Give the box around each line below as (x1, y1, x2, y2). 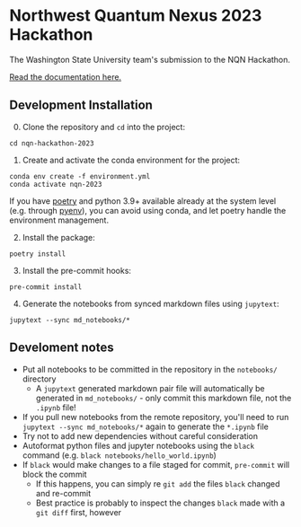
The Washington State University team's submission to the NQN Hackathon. (9, 54, 290, 65)
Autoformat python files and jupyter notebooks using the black (22, 440, 254, 451)
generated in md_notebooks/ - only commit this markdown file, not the (35, 392, 292, 403)
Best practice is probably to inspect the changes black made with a (35, 497, 286, 508)
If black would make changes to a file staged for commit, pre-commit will (22, 459, 290, 470)
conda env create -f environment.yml (9, 171, 151, 180)
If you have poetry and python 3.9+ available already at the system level (9, 195, 277, 206)
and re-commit (35, 487, 92, 498)
